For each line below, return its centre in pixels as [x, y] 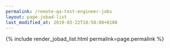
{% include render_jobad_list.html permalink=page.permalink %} [85, 39]
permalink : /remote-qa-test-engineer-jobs [59, 11]
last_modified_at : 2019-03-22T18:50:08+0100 [62, 22]
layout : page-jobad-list [36, 17]
